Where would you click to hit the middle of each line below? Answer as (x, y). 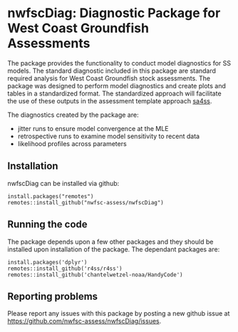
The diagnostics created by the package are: (73, 115)
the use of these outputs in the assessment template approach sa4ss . (110, 100)
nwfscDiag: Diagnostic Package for (114, 13)
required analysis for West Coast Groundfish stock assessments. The (109, 78)
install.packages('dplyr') (47, 262)
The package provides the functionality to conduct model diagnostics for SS (119, 63)
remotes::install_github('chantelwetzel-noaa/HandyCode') (95, 275)
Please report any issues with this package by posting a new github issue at (119, 313)
